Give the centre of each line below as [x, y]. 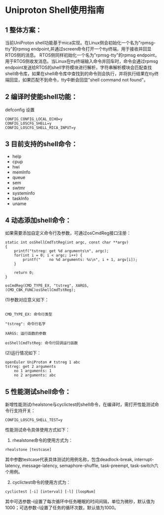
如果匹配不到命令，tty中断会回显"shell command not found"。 [85, 80]
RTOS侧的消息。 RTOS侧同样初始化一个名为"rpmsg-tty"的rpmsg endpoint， [82, 55]
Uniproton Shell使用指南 [55, 10]
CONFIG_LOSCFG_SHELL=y [28, 123]
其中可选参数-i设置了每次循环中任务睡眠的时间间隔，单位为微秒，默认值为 [80, 502]
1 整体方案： [24, 30]
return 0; [24, 273]
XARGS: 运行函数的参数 [26, 334]
